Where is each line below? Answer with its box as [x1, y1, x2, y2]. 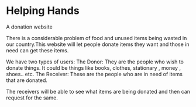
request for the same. [6, 94, 59, 101]
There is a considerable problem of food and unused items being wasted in [6, 34, 187, 41]
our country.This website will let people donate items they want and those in [6, 41, 190, 48]
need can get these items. [6, 47, 69, 53]
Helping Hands [6, 4, 80, 17]
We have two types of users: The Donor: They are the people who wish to [6, 58, 184, 65]
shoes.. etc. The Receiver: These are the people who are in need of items [6, 70, 183, 77]
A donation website [6, 23, 53, 30]
